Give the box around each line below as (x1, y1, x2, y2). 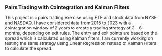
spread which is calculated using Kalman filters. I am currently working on (5, 35, 153, 41)
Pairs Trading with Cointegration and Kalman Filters (5, 4, 130, 11)
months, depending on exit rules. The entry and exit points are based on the (5, 30, 157, 36)
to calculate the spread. (5, 45, 53, 52)
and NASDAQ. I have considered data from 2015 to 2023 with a (5, 20, 131, 26)
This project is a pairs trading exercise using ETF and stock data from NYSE (5, 15, 157, 21)
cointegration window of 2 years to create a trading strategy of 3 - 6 (5, 25, 142, 31)
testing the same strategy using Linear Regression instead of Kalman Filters (5, 41, 157, 46)
